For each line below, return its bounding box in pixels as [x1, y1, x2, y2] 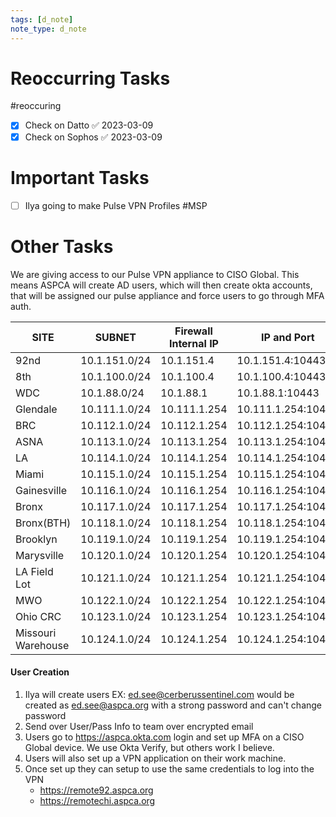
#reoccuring [10, 100, 62, 112]
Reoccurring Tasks [10, 67, 171, 90]
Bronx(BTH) [15, 516, 72, 530]
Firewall [174, 324, 213, 338]
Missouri [15, 626, 57, 640]
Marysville [15, 548, 65, 562]
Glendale [15, 402, 58, 416]
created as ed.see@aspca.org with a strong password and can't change [24, 699, 323, 711]
